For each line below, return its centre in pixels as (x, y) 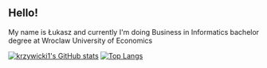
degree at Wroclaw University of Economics (80, 40)
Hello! (23, 13)
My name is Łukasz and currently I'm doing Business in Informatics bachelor (134, 32)
